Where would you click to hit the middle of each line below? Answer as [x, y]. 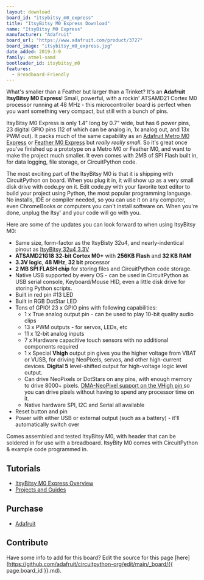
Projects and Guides [40, 490]
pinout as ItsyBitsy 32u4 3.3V [52, 249]
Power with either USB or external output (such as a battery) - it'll [97, 418]
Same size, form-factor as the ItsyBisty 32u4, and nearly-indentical [99, 243]
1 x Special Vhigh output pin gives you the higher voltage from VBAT [110, 353]
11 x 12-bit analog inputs [54, 334]
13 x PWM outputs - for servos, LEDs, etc [76, 327]
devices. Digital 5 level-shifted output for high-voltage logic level [106, 366]
